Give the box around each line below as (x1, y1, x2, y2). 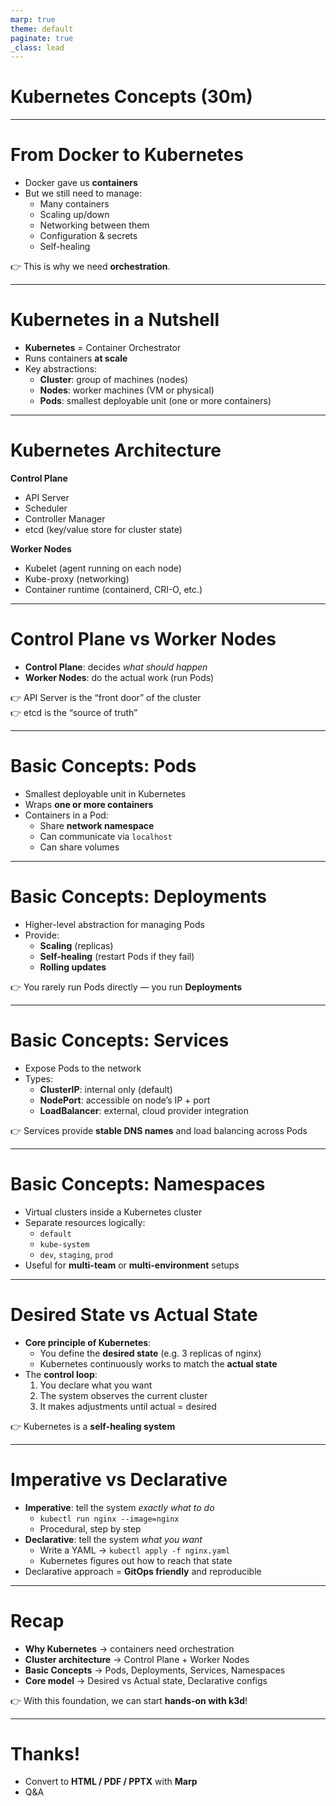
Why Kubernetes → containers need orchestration (24, 1642, 235, 1655)
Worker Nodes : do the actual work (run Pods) (24, 671, 215, 683)
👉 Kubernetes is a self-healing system (10, 1420, 176, 1432)
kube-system (39, 1239, 90, 1250)
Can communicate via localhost (39, 830, 173, 842)
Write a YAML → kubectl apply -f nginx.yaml (39, 1544, 231, 1556)
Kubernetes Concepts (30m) (10, 86, 253, 108)
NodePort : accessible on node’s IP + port (39, 1094, 211, 1106)
